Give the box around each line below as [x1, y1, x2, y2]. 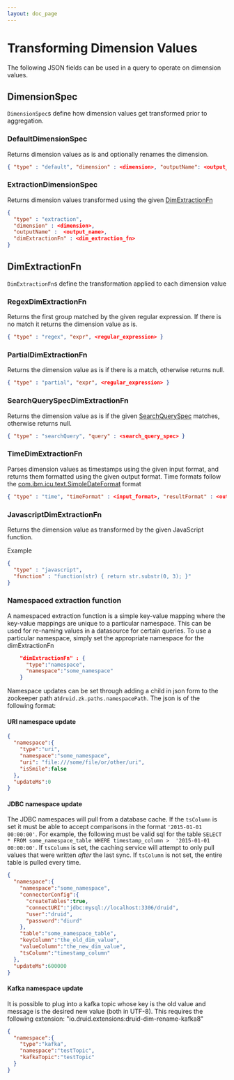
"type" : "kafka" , [19, 1041, 68, 1048]
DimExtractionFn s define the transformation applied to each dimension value [7, 279, 227, 288]
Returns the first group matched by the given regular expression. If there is [7, 313, 221, 321]
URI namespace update [7, 717, 77, 725]
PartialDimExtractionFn [7, 350, 88, 360]
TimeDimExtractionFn [7, 449, 83, 458]
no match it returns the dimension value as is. [7, 320, 138, 328]
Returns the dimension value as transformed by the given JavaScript [7, 525, 204, 534]
